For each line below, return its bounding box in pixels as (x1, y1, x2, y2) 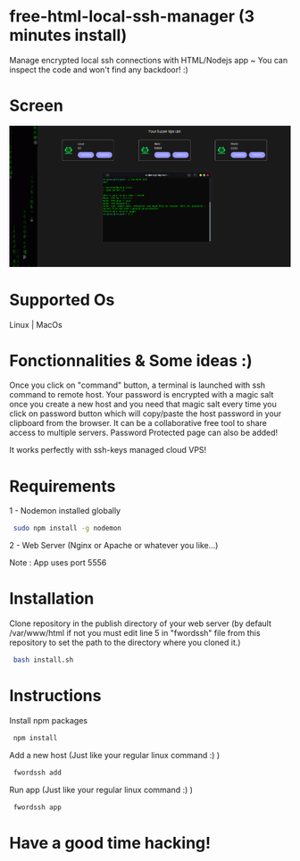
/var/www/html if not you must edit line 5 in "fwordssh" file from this (9, 628, 261, 639)
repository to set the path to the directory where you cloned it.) (9, 637, 241, 648)
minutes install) (9, 25, 128, 46)
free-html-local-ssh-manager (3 (9, 6, 255, 27)
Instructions (9, 686, 102, 706)
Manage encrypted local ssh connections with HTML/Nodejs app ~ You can (9, 54, 288, 65)
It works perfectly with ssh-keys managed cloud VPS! (9, 445, 207, 456)
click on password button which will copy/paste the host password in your (9, 408, 282, 419)
